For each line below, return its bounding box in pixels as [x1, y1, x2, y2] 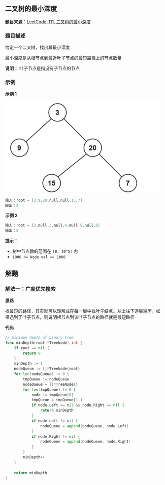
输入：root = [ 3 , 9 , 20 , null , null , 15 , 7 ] [5, 198, 83, 203]
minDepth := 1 [14, 361, 43, 366]
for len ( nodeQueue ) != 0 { [14, 372, 69, 376]
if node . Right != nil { [31, 434, 80, 439]
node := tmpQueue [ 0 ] [31, 392, 74, 397]
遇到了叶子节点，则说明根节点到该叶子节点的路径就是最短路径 [9, 314, 134, 320]
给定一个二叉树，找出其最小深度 [5, 44, 70, 50]
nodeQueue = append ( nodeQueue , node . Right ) [40, 439, 132, 444]
